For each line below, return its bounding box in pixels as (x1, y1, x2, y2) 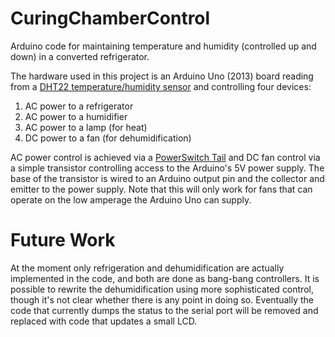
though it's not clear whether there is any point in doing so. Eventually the (10, 293, 314, 306)
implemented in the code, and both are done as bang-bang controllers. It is (10, 272, 320, 284)
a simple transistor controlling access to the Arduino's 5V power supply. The (10, 162, 325, 174)
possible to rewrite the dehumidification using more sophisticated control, (10, 283, 314, 295)
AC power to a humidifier (24, 110, 128, 122)
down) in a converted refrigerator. (10, 50, 150, 62)
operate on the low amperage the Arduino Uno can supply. (10, 193, 252, 206)
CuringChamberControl (10, 7, 211, 30)
